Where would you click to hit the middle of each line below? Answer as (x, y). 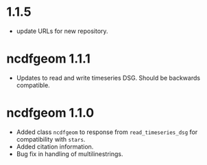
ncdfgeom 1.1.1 (48, 59)
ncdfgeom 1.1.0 (50, 113)
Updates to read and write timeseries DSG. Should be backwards (108, 78)
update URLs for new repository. (62, 31)
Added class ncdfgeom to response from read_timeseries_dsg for (107, 132)
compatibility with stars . (51, 139)
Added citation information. (55, 146)
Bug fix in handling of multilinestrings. (70, 154)
